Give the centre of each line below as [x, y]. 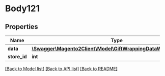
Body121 [23, 9]
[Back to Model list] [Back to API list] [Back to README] [61, 69]
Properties [22, 27]
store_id [17, 57]
